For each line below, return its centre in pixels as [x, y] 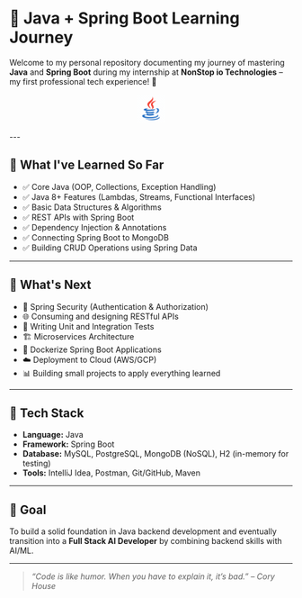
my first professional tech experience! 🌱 [83, 81]
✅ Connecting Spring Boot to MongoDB [95, 237]
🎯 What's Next [50, 285]
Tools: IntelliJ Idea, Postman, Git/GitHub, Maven [111, 473]
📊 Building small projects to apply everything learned [121, 373]
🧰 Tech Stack [47, 413]
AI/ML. [22, 551]
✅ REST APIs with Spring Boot [78, 217]
